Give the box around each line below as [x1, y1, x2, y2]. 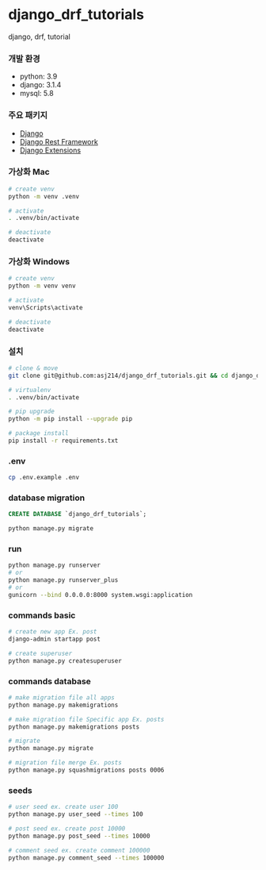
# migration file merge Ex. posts [8, 759, 123, 767]
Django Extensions [19, 145, 82, 155]
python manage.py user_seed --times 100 [8, 810, 144, 818]
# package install [8, 429, 69, 437]
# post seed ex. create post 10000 [8, 824, 126, 833]
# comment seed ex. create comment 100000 [8, 846, 150, 854]
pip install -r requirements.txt [8, 437, 119, 445]
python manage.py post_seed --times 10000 [8, 832, 150, 840]
